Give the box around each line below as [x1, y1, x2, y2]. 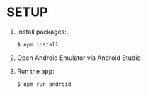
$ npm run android [16, 80, 72, 88]
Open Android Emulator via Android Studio [16, 53, 141, 62]
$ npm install [16, 41, 59, 48]
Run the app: [16, 67, 55, 75]
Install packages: [16, 27, 67, 36]
